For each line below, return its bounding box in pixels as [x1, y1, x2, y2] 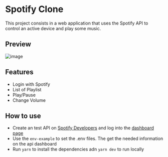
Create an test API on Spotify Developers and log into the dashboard [12, 125, 154, 131]
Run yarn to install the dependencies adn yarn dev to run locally [12, 146, 144, 152]
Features [5, 68, 34, 76]
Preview [5, 40, 32, 49]
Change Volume [12, 97, 46, 103]
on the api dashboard [12, 141, 57, 147]
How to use [5, 111, 41, 120]
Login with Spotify [12, 81, 50, 87]
